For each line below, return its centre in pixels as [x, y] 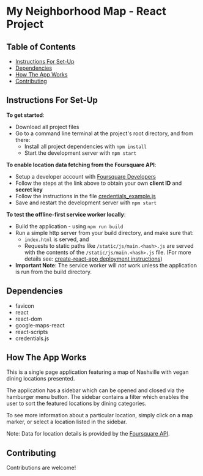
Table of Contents [41, 47]
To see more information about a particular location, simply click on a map [100, 415]
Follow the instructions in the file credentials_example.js [85, 196]
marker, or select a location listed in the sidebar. [67, 422]
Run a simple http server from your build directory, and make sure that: [104, 232]
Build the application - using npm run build [69, 226]
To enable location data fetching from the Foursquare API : [81, 165]
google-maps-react [40, 325]
